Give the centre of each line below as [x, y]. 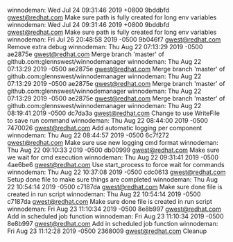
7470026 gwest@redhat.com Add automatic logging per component [105, 128]
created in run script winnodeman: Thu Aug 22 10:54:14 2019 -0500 [104, 194]
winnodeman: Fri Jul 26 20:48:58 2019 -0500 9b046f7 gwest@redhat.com [114, 40]
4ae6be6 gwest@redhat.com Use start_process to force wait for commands [116, 165]
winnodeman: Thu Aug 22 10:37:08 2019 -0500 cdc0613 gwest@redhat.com [116, 172]
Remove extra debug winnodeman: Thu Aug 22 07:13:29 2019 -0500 [105, 47]
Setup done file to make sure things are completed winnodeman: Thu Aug [113, 179]
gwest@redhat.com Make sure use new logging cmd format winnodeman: [113, 142]
